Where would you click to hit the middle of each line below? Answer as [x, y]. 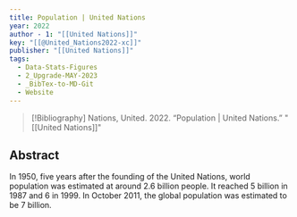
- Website [35, 92]
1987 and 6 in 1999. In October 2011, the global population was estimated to [148, 196]
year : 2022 [30, 26]
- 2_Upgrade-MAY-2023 [58, 76]
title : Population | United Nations [77, 17]
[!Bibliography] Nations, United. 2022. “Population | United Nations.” [157, 118]
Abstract [34, 155]
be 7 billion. [30, 205]
